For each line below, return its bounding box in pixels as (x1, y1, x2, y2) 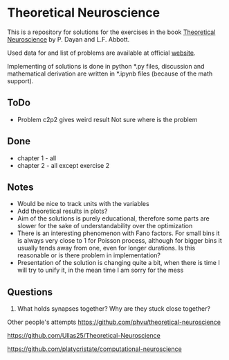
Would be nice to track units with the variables (17, 200, 150, 208)
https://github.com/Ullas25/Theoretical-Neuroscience (7, 332, 161, 340)
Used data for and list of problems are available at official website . (7, 49, 196, 57)
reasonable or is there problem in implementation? (17, 251, 161, 259)
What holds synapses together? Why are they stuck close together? (17, 305, 211, 313)
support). (7, 76, 34, 85)
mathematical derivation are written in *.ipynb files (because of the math (7, 69, 213, 78)
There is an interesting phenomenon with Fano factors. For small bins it (17, 229, 220, 237)
